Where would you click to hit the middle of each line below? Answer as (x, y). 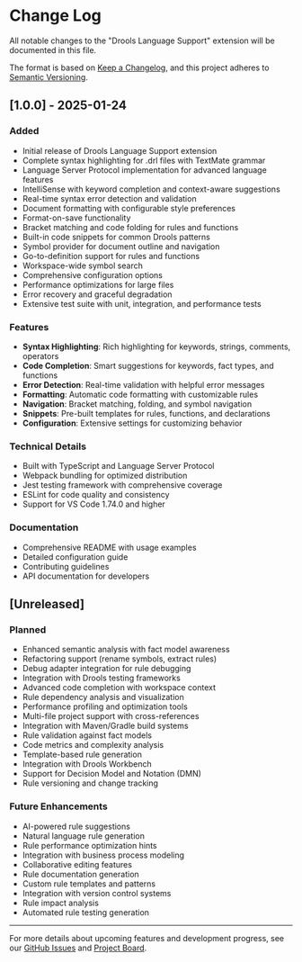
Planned (28, 629)
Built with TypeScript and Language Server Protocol (118, 466)
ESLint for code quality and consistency (96, 495)
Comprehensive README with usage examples (109, 547)
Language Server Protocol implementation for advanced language (144, 170)
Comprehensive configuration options (93, 274)
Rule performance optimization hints (89, 845)
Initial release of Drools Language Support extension (120, 150)
